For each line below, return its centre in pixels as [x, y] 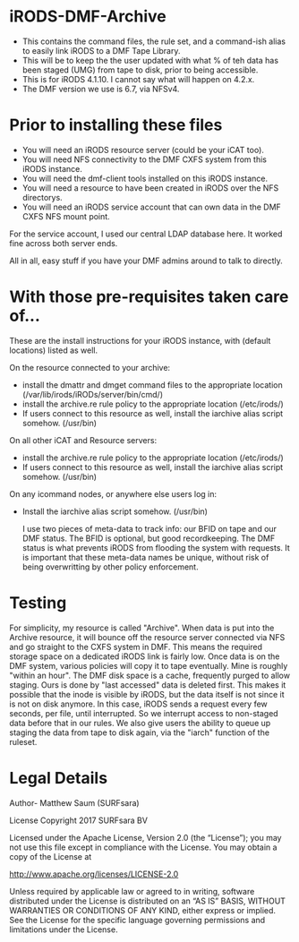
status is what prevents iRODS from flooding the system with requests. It [156, 547]
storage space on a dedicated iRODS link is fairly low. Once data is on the [145, 656]
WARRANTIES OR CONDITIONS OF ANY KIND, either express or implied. [142, 910]
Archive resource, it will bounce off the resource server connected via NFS [147, 637]
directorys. [42, 197]
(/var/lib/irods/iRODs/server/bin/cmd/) [93, 394]
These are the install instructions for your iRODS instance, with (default [140, 340]
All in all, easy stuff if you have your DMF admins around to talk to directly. [146, 261]
